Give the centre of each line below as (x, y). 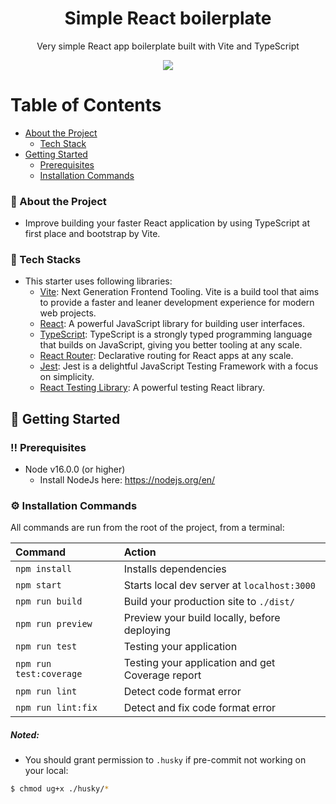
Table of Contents (86, 105)
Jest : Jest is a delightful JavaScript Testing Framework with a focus (179, 366)
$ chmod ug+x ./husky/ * (60, 789)
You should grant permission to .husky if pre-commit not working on (165, 760)
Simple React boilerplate (168, 18)
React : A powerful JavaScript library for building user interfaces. (172, 324)
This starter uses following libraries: (98, 281)
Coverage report (162, 675)
